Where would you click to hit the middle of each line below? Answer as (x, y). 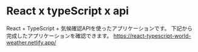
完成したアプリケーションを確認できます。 (59, 36)
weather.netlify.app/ (31, 42)
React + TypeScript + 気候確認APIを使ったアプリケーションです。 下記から (100, 28)
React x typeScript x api (68, 11)
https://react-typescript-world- (152, 36)
